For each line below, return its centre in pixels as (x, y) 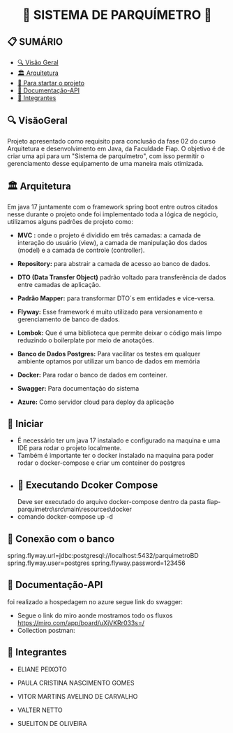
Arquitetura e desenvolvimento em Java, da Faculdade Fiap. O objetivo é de (116, 148)
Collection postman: (46, 630)
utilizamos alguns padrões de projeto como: (70, 221)
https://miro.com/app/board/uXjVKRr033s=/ (81, 622)
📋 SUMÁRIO (35, 42)
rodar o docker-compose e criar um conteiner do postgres (101, 463)
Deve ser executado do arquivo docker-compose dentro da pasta (111, 502)
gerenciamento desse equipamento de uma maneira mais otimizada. (105, 163)
